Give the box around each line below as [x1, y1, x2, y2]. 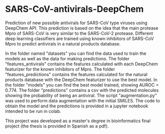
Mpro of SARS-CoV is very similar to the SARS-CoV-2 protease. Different [5, 30, 153, 36]
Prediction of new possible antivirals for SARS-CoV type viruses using [5, 20, 148, 26]
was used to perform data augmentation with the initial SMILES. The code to [5, 97, 161, 103]
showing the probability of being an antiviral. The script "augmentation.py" [5, 92, 157, 98]
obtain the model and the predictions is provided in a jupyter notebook [5, 103, 148, 109]
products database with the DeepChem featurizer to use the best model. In [5, 77, 158, 83]
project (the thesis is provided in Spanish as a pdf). [5, 123, 109, 129]
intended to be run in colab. [5, 108, 61, 114]
